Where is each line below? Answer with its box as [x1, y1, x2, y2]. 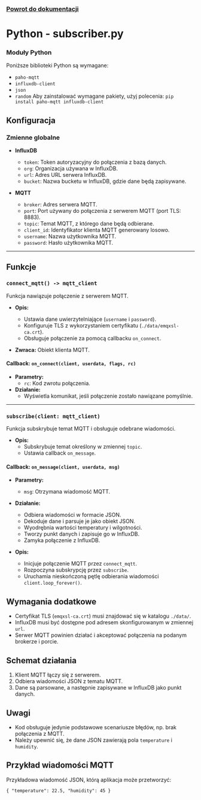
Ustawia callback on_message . [23, 449, 96, 457]
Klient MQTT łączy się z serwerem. [14, 671, 101, 679]
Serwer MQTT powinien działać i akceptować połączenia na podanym [14, 631, 187, 639]
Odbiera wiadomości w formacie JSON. [23, 512, 121, 519]
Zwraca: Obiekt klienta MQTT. [14, 346, 90, 353]
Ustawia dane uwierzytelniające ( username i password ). [23, 315, 157, 323]
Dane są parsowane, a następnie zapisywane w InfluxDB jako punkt [14, 684, 182, 691]
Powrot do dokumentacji [6, 5, 79, 13]
